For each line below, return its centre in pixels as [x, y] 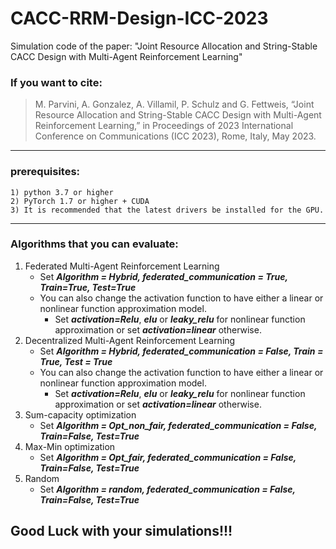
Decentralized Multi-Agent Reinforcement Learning [130, 340]
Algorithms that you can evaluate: [94, 244]
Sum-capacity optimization [80, 414]
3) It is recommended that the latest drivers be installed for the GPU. [167, 210]
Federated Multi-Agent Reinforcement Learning [122, 266]
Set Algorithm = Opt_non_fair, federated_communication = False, [178, 425]
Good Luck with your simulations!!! [121, 531]
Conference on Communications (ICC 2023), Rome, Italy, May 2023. [175, 136]
